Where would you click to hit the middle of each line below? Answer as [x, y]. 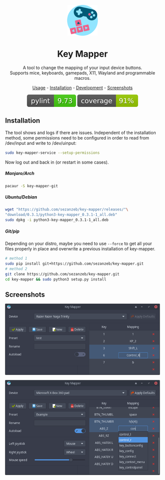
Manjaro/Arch [20, 173]
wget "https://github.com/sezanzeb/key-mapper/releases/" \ [67, 209]
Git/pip [12, 231]
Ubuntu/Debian [21, 197]
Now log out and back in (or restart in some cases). [57, 162]
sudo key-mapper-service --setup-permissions [52, 153]
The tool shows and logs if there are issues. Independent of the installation [81, 133]
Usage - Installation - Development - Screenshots [82, 87]
